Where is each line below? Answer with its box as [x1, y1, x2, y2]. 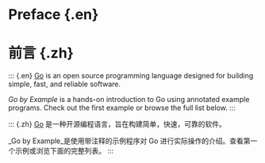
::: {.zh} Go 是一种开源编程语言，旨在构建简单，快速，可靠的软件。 [8, 119, 226, 129]
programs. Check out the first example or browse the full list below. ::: [8, 103, 236, 112]
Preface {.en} [8, 6, 99, 24]
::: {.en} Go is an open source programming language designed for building [8, 71, 254, 81]
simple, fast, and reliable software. [8, 79, 121, 89]
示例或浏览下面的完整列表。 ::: [14, 146, 114, 156]
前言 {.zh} [8, 44, 74, 63]
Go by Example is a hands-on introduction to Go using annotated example [8, 95, 250, 104]
